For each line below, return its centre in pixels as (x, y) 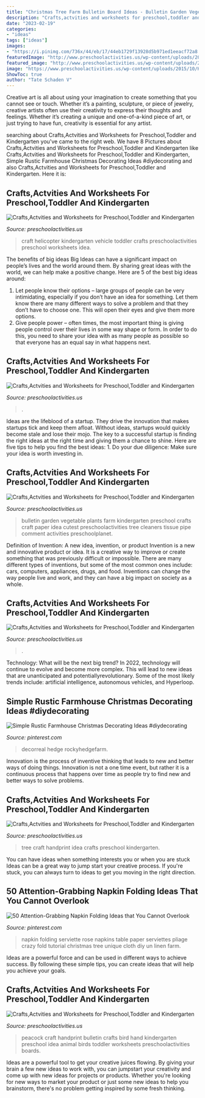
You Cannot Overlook (48, 901)
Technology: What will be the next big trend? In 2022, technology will (93, 663)
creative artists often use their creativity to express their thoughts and (94, 110)
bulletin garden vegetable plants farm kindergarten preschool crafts (106, 520)
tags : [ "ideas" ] (27, 40)
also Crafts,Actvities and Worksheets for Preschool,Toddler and (86, 168)
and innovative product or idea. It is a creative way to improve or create (96, 552)
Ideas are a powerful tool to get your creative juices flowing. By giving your (101, 1062)
